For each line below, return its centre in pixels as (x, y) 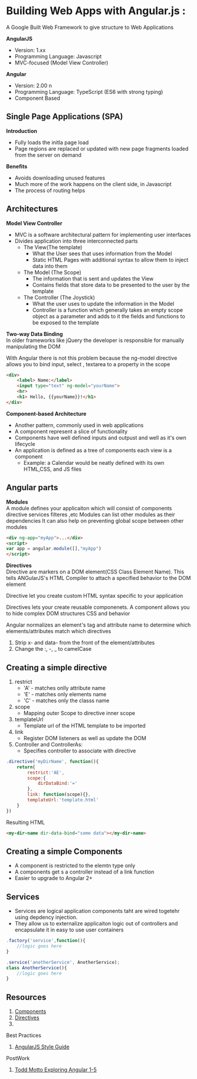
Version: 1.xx (30, 50)
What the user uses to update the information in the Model (103, 304)
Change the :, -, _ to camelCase (53, 649)
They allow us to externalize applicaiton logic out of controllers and (96, 924)
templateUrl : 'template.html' (63, 800)
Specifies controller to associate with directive (80, 751)
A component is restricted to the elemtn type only (75, 866)
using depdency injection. (46, 917)
